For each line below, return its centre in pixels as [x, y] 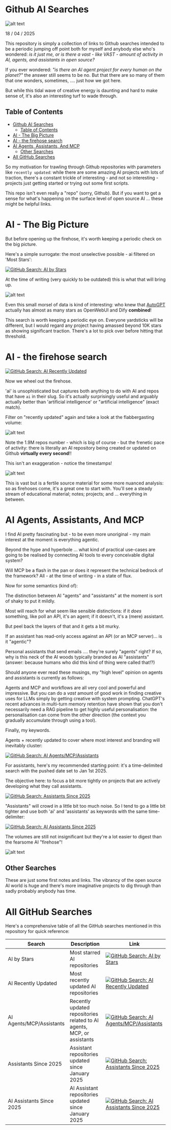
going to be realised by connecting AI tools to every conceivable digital [80, 555]
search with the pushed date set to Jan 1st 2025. [56, 770]
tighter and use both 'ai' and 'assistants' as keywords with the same [76, 811]
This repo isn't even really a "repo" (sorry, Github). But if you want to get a [83, 193]
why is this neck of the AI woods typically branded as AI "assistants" [77, 657]
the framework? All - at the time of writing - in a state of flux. [69, 575]
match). [13, 407]
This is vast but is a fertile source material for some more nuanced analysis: [84, 483]
